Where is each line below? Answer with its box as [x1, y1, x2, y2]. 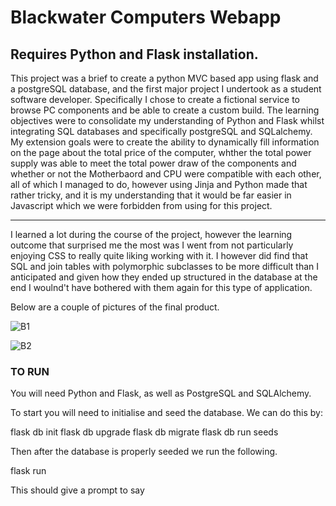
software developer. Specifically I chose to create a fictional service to [10, 94, 300, 105]
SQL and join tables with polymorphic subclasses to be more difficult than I [10, 261, 320, 272]
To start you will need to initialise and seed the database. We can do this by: [10, 407, 323, 419]
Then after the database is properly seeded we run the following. [10, 446, 278, 458]
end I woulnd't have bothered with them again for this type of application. [10, 282, 313, 293]
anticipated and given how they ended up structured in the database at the [10, 271, 318, 283]
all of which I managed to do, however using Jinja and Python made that [10, 179, 308, 190]
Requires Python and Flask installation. [10, 46, 259, 63]
